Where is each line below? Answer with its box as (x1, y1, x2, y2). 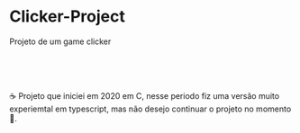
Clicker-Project (9, 6, 126, 27)
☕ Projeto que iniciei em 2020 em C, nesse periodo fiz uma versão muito (9, 90, 280, 101)
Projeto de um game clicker (9, 36, 112, 47)
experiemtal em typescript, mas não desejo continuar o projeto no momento (9, 103, 292, 114)
